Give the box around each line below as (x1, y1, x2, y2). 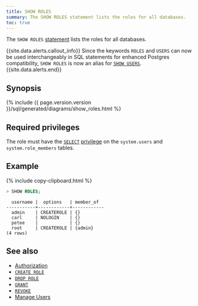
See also (6, 246, 38, 256)
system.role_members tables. (6, 144, 75, 151)
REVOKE (14, 288, 31, 294)
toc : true (6, 19, 31, 25)
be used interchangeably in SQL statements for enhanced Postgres (6, 54, 170, 61)
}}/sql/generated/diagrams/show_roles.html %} (6, 105, 121, 112)
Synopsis (6, 83, 41, 93)
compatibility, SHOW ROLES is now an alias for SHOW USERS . (6, 60, 142, 67)
